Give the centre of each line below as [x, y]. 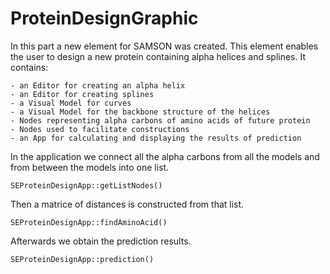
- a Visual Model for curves [71, 103]
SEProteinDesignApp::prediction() [82, 259]
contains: [29, 67]
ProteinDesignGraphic [104, 18]
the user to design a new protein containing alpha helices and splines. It [158, 56]
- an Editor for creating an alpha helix [98, 85]
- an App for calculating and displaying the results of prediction [156, 138]
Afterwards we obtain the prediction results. [101, 241]
